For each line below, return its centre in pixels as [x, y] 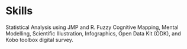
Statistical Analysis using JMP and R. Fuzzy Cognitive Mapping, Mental [92, 27]
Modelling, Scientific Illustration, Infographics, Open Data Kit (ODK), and [93, 33]
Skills [19, 11]
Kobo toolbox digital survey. [39, 40]
